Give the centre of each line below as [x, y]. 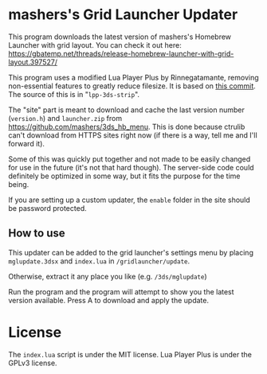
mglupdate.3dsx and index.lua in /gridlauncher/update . [99, 261]
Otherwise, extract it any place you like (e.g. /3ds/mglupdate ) [108, 276]
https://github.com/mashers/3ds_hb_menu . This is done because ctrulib [127, 127]
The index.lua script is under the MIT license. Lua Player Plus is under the [130, 354]
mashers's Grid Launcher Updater [123, 15]
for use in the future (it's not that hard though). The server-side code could [131, 167]
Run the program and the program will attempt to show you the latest [121, 291]
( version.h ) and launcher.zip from [65, 118]
